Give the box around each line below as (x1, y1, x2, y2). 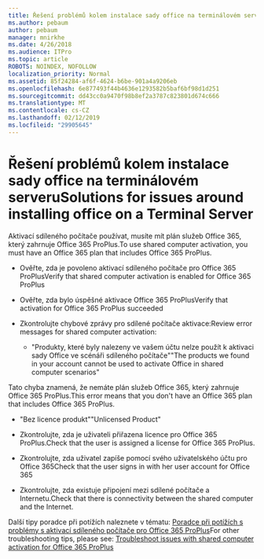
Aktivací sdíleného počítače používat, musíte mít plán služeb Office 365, (8, 231, 242, 241)
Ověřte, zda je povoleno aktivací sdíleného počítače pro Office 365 (19, 263, 236, 272)
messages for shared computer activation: (19, 327, 157, 337)
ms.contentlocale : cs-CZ (8, 107, 90, 115)
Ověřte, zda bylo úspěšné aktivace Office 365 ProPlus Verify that (19, 295, 229, 304)
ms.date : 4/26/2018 (8, 41, 72, 49)
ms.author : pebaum (8, 19, 68, 27)
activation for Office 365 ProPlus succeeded (19, 303, 163, 313)
